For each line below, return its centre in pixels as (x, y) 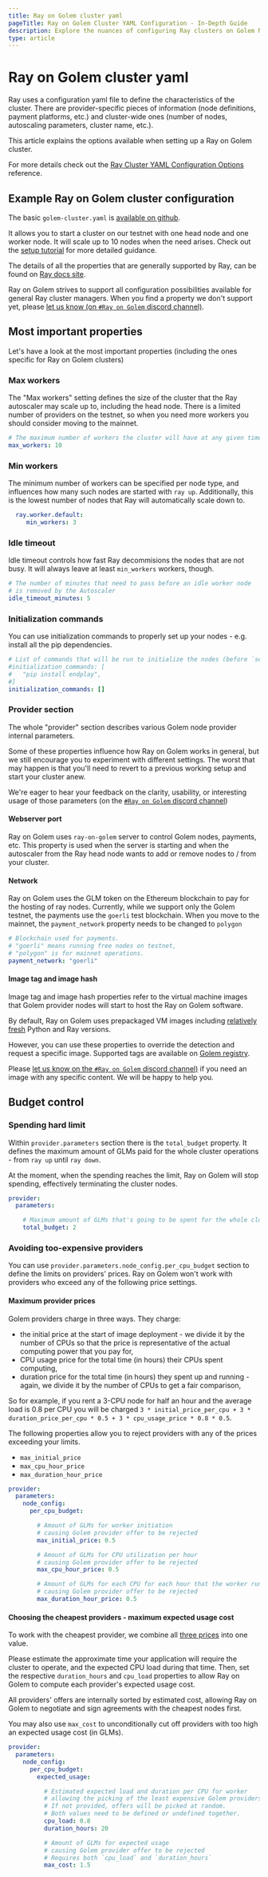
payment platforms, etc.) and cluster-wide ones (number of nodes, (118, 117)
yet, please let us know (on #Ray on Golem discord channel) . (106, 306)
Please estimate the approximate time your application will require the (123, 1659)
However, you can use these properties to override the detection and (122, 1044)
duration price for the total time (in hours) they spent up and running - (134, 1376)
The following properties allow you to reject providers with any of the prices (133, 1433)
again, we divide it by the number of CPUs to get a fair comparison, (130, 1385)
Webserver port (35, 819)
